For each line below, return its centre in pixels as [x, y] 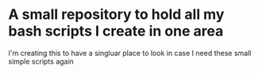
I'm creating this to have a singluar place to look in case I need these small [130, 53]
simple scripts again [41, 61]
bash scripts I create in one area [116, 31]
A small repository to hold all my [116, 15]
